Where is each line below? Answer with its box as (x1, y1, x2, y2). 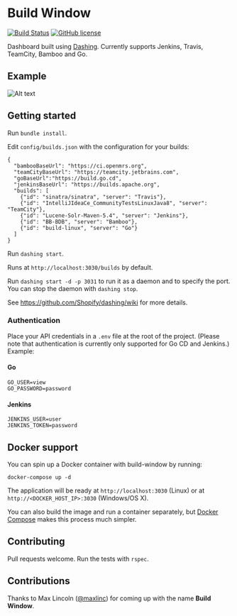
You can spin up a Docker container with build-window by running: (7, 460, 202, 469)
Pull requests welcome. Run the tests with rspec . (7, 554, 149, 563)
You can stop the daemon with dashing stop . (7, 284, 138, 292)
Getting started (7, 110, 77, 122)
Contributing (7, 536, 65, 548)
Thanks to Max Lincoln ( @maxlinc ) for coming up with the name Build (7, 594, 211, 603)
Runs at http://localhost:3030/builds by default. (7, 263, 153, 271)
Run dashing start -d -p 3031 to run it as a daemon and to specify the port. (7, 277, 231, 285)
